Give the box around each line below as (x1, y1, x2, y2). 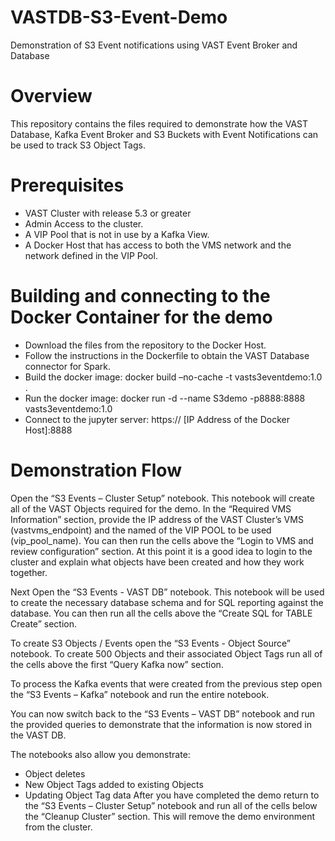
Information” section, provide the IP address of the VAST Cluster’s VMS (10, 513, 304, 525)
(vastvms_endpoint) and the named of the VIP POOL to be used (10, 524, 272, 536)
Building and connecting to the (10, 285, 271, 307)
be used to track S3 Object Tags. (10, 139, 146, 151)
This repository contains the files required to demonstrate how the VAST (10, 117, 309, 130)
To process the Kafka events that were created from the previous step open (10, 677, 323, 690)
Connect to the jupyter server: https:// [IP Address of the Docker (24, 413, 290, 425)
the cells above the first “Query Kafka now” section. (10, 658, 224, 670)
